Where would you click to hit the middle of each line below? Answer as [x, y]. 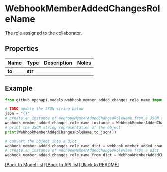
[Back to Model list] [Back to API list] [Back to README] [62, 165]
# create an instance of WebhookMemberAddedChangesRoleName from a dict [82, 150]
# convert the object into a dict [41, 141]
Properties [22, 48]
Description [58, 63]
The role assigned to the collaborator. [43, 33]
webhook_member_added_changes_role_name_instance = [60, 123]
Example [19, 89]
